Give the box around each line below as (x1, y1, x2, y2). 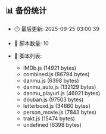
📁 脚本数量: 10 (14, 39, 49, 46)
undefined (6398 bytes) (23, 121, 82, 128)
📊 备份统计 (5, 5, 47, 16)
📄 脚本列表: (14, 52, 42, 60)
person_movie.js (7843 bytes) (23, 108, 96, 116)
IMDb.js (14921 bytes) (23, 64, 77, 71)
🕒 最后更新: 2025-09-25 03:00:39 (14, 25, 99, 32)
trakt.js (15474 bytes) (23, 115, 76, 122)
